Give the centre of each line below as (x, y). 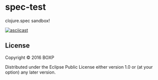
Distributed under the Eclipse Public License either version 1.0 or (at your (79, 67)
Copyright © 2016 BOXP (30, 57)
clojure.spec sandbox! (28, 21)
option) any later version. (30, 72)
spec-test (26, 7)
